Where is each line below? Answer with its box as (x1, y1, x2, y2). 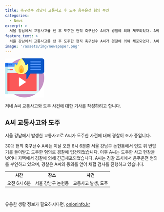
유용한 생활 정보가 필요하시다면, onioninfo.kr (5, 201, 90, 207)
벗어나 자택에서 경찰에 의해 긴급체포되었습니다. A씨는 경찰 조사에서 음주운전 (5, 155, 149, 161)
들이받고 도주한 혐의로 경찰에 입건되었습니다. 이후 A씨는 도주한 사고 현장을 (14, 149, 155, 155)
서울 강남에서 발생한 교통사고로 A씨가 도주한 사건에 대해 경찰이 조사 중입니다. (5, 132, 151, 138)
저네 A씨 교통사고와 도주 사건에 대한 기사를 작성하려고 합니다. (5, 103, 122, 108)
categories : (5, 13, 29, 18)
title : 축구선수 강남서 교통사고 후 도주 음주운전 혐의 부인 (5, 8, 109, 13)
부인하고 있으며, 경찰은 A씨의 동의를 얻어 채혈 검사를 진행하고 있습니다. (10, 161, 145, 167)
